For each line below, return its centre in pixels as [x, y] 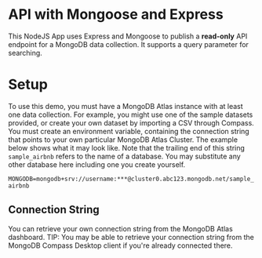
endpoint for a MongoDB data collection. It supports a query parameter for [129, 44]
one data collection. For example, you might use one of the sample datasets [131, 114]
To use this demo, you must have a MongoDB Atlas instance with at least [126, 106]
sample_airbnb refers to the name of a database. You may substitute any [124, 156]
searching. [25, 53]
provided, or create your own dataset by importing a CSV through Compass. [131, 122]
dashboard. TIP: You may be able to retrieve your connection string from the [131, 237]
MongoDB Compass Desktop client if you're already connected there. [120, 245]
